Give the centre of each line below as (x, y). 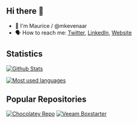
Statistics (25, 54)
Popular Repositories (46, 100)
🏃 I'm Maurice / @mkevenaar (51, 25)
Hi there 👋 (25, 11)
